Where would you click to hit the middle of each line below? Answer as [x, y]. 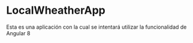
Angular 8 [18, 33]
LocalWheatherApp [56, 10]
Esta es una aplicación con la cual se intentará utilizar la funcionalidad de [96, 27]
